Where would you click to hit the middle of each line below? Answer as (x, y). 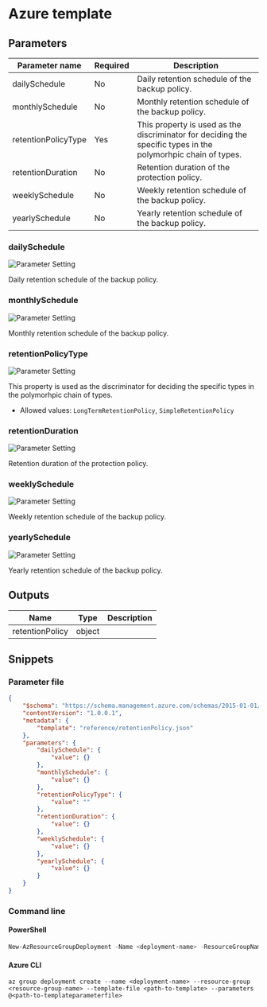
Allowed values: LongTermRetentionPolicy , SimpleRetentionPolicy (127, 410)
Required (112, 66)
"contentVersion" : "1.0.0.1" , (73, 713)
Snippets (31, 659)
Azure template (60, 14)
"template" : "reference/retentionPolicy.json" (115, 728)
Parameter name (49, 66)
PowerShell (27, 930)
